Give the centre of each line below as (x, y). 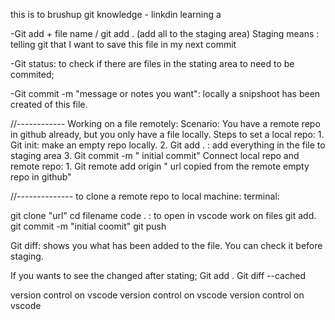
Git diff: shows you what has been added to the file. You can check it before (166, 245)
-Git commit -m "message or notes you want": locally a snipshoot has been (165, 93)
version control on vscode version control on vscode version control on (157, 295)
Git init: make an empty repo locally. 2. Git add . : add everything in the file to (168, 145)
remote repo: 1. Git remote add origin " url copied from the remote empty (160, 166)
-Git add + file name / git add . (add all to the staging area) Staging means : (165, 33)
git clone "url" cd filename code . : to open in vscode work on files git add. (163, 215)
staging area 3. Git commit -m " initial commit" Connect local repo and (155, 155)
